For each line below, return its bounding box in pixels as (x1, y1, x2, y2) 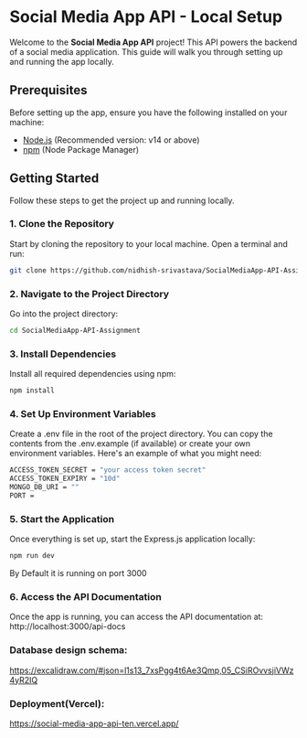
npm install (9, 386, 55, 395)
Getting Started (9, 171, 100, 187)
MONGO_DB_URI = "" (9, 483, 79, 492)
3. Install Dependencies (9, 348, 117, 360)
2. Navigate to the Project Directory (9, 287, 170, 300)
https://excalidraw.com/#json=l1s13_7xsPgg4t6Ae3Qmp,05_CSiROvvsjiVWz (9, 665, 294, 676)
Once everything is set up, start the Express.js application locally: (9, 533, 256, 545)
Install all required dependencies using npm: (9, 369, 176, 380)
